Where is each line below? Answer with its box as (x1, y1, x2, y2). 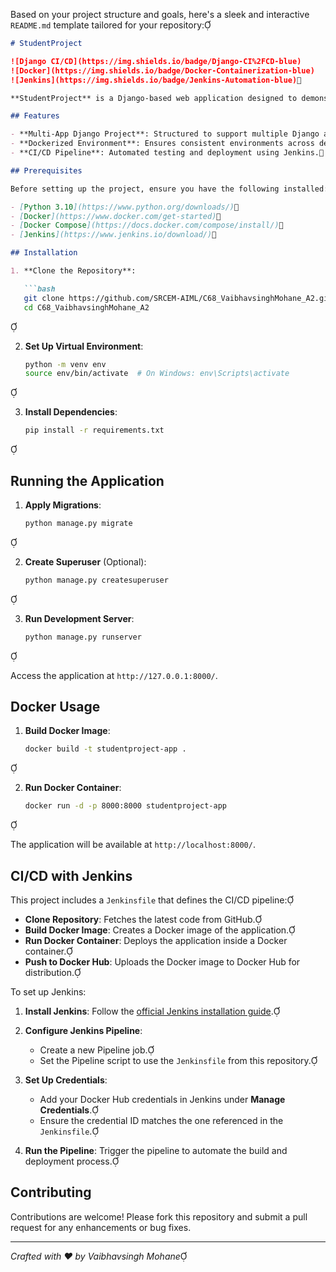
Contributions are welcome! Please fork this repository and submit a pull (10, 1210, 308, 1223)
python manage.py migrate (24, 518, 133, 528)
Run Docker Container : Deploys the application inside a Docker (24, 934, 288, 946)
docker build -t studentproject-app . (24, 744, 187, 754)
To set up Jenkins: (10, 985, 87, 998)
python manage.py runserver (24, 632, 142, 642)
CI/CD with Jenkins (10, 867, 133, 884)
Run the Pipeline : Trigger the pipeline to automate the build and (24, 1144, 288, 1156)
